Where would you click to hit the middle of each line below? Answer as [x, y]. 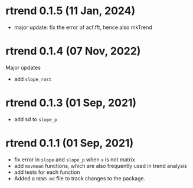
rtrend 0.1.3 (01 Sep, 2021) [71, 103]
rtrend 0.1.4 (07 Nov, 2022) [73, 51]
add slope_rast [33, 79]
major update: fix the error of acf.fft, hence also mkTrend [83, 27]
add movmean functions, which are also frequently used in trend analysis [100, 166]
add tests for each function [47, 172]
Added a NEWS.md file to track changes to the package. [80, 178]
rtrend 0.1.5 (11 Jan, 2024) [71, 11]
